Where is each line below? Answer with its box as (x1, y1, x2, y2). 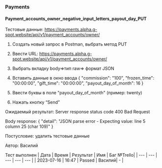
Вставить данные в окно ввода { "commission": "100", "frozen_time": (12, 75, 155, 81)
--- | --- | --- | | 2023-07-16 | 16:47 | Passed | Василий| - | (5, 157, 124, 163)
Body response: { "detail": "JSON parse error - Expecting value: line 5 (5, 118, 146, 124)
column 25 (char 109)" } (5, 124, 54, 130)
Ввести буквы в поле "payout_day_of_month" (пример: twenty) (12, 90, 142, 96)
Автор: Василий (5, 142, 38, 148)
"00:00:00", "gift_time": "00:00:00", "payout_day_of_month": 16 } (12, 80, 144, 86)
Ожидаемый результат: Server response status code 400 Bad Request (5, 109, 150, 115)
